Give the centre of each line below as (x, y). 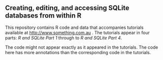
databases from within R (43, 16)
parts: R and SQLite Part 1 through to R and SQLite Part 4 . (64, 38)
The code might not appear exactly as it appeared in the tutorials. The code (82, 47)
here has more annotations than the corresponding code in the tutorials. (78, 52)
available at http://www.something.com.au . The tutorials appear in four (78, 32)
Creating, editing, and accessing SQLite (67, 8)
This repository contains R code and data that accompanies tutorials (74, 27)
